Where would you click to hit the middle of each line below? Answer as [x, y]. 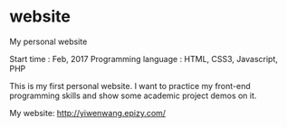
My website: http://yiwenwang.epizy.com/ [87, 113]
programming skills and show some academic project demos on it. [133, 95]
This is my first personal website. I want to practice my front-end [130, 86]
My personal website [48, 41]
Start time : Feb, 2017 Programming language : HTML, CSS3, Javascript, [144, 59]
